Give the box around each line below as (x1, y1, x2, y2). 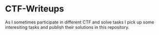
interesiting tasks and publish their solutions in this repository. (5, 24, 130, 30)
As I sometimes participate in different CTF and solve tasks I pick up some (5, 19, 155, 25)
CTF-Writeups (5, 3, 64, 14)
